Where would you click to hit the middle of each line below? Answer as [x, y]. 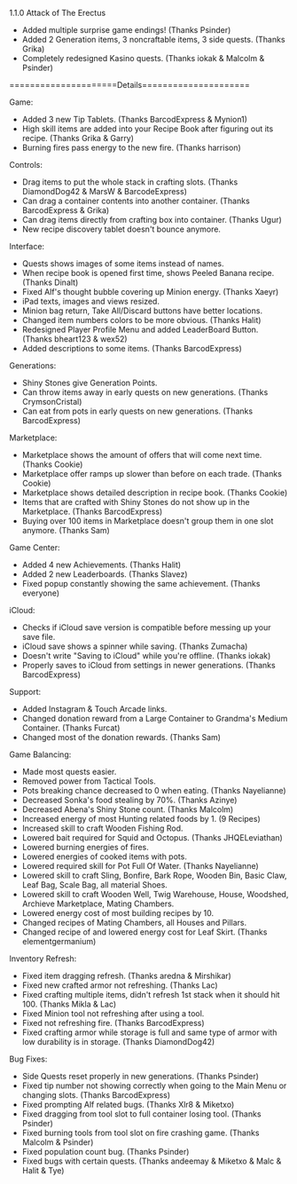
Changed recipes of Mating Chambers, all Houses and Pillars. [134, 923]
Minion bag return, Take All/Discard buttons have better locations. [142, 311]
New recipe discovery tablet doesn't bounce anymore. [121, 229]
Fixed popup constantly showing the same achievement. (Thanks [141, 584]
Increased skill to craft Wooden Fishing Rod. [102, 828]
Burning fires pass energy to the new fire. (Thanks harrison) [131, 147]
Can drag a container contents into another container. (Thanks [136, 201]
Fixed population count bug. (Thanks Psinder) [106, 1152]
